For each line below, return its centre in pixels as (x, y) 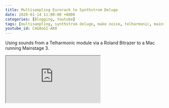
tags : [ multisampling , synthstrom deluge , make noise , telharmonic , (78, 24)
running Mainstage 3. (27, 48)
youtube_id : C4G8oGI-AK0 (31, 29)
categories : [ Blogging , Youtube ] (40, 19)
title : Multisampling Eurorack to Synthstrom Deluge (62, 10)
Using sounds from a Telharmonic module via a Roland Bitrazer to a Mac (80, 43)
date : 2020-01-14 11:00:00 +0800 (40, 15)
